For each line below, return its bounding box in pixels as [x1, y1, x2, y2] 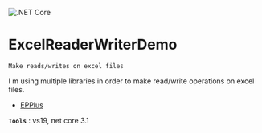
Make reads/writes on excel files [8, 62, 125, 70]
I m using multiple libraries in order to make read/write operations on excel [8, 76, 255, 86]
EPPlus [19, 100, 44, 110]
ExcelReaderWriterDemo [8, 36, 178, 54]
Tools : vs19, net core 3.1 [8, 115, 90, 125]
